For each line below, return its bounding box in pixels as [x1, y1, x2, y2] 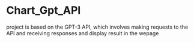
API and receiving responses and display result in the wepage [6, 29, 159, 36]
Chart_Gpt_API [6, 4, 81, 17]
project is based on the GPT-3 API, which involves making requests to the [6, 23, 189, 30]
